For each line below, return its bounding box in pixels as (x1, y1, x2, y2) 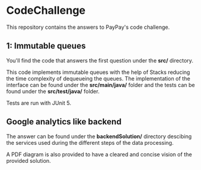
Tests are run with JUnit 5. (6, 99, 72, 106)
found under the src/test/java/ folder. (6, 88, 100, 95)
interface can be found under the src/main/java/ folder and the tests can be (6, 81, 196, 88)
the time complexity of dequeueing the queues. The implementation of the (6, 74, 191, 82)
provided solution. (6, 157, 51, 164)
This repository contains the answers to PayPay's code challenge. (6, 23, 170, 31)
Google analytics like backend (6, 117, 122, 127)
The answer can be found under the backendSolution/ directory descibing (6, 133, 192, 140)
